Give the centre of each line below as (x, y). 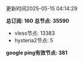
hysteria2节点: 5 (34, 40)
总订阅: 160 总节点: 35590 (38, 21)
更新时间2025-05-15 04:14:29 (42, 8)
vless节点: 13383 (35, 33)
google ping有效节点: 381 (37, 53)
